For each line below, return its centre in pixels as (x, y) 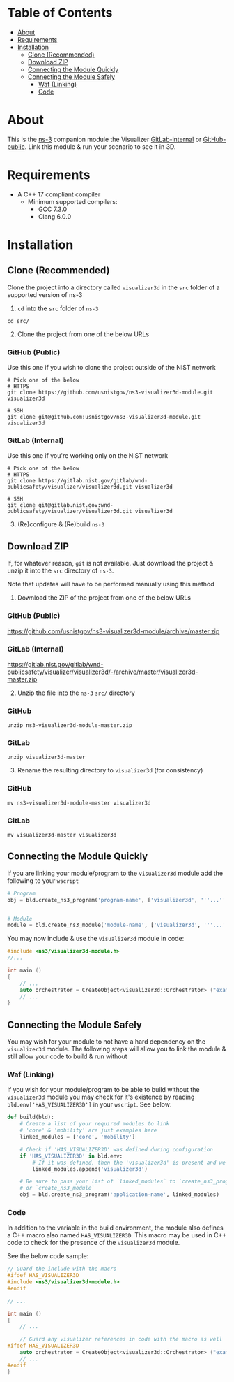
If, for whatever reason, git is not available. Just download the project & (110, 563)
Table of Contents (60, 13)
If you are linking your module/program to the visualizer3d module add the (115, 873)
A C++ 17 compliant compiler (59, 194)
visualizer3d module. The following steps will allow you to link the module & (117, 1049)
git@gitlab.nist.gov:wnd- (76, 505)
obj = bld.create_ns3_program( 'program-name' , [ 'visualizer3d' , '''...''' (118, 900)
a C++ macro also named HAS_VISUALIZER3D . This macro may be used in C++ (117, 1235)
